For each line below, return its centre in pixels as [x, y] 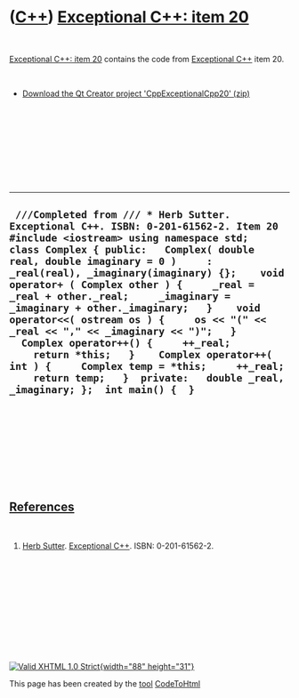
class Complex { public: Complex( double [132, 250]
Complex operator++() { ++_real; [126, 343]
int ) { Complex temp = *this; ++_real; [147, 367]
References [42, 507]
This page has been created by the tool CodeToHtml [105, 683]
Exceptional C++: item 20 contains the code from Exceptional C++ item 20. [147, 59]
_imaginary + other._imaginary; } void [135, 308]
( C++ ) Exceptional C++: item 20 [129, 17]
